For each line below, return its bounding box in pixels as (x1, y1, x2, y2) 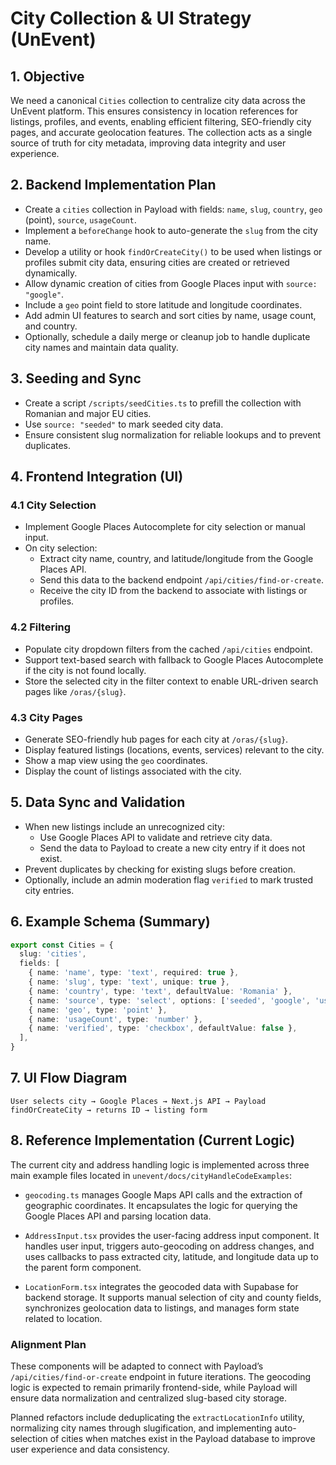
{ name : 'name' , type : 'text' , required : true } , (28, 968, 240, 978)
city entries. (24, 884, 75, 896)
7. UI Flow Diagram (10, 1070, 128, 1087)
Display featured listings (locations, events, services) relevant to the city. (24, 743, 325, 756)
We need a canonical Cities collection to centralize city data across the (10, 95, 306, 106)
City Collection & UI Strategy (10, 7, 252, 30)
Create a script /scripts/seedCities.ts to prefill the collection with (24, 397, 302, 409)
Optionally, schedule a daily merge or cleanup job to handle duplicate (24, 330, 311, 342)
